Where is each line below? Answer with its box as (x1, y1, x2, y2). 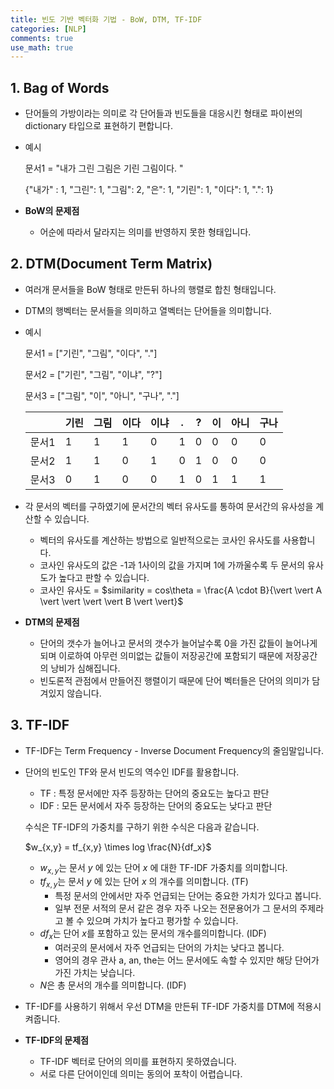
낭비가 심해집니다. (50, 662, 121, 674)
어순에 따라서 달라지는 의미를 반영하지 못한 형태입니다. (39, 226, 252, 238)
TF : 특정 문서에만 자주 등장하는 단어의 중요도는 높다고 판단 (39, 787, 270, 799)
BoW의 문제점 (24, 205, 80, 217)
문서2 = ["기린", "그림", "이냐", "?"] (24, 368, 163, 380)
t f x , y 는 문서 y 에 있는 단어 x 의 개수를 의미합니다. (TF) (39, 876, 249, 890)
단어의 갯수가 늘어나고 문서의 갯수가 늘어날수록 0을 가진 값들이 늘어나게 (39, 637, 318, 649)
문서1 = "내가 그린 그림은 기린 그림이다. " (24, 162, 184, 175)
